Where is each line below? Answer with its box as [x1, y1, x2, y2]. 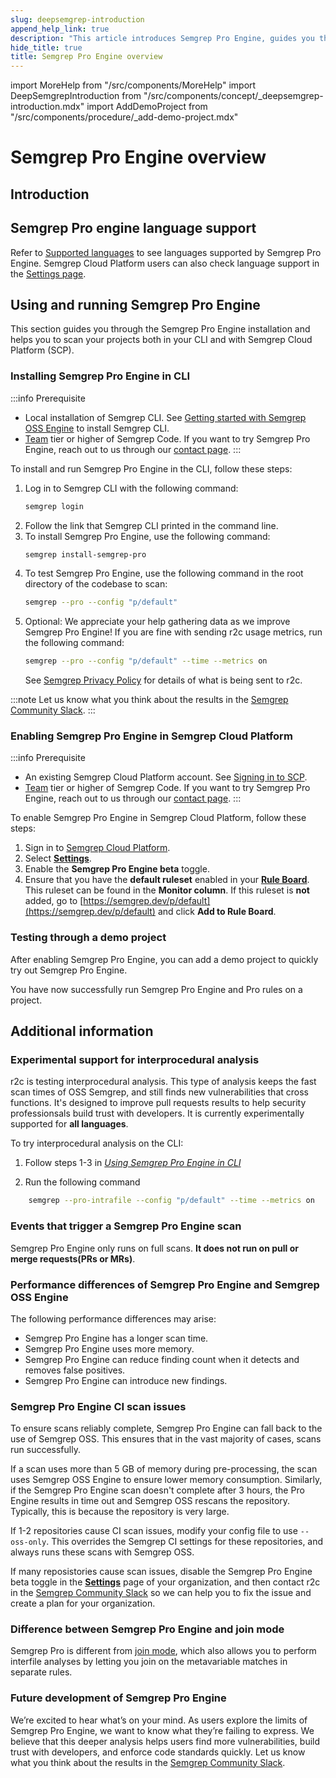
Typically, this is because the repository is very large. [10, 1506, 230, 1518]
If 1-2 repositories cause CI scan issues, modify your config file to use [10, 1525, 298, 1537]
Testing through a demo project [10, 931, 167, 945]
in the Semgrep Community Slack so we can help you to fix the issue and [10, 1587, 312, 1599]
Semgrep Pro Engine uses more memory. [24, 1342, 195, 1355]
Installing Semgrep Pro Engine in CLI [10, 369, 191, 383]
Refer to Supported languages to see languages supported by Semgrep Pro [10, 246, 322, 258]
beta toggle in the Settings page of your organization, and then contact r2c [10, 1576, 321, 1588]
